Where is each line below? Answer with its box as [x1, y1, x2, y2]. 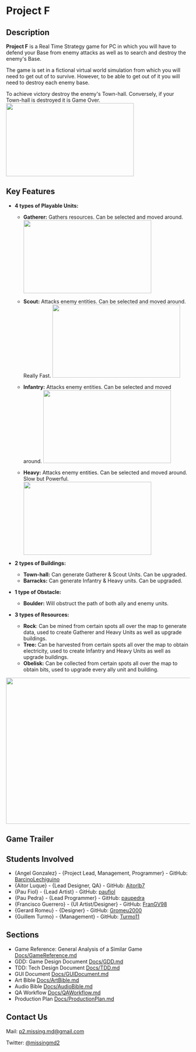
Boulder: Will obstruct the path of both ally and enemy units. [23, 599, 169, 606]
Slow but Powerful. [23, 475, 69, 482]
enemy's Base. [6, 56, 42, 62]
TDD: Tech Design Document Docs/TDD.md [14, 964, 120, 971]
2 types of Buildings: [14, 560, 66, 567]
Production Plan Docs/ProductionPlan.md [14, 995, 115, 1002]
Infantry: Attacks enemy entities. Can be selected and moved [23, 383, 171, 390]
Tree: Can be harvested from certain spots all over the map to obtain [23, 641, 188, 648]
